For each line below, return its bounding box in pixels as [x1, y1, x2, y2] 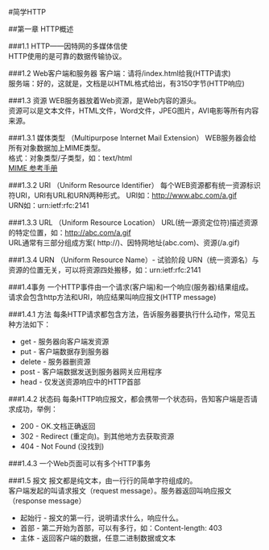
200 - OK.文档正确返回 [19, 422, 96, 431]
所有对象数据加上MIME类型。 [8, 144, 106, 152]
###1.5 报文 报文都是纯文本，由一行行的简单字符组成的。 [8, 476, 197, 485]
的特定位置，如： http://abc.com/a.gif [8, 228, 131, 237]
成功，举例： [14, 404, 58, 414]
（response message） [8, 496, 86, 506]
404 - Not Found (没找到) [19, 442, 105, 451]
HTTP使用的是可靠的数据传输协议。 [8, 52, 126, 60]
